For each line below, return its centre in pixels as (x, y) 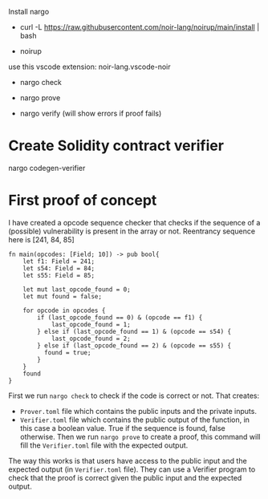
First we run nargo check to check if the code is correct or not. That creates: (134, 396)
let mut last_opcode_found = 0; (77, 289)
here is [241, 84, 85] (41, 239)
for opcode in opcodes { (64, 310)
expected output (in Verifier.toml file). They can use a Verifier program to (132, 469)
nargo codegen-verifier (47, 168)
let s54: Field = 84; (59, 268)
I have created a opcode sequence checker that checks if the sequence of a (134, 222)
